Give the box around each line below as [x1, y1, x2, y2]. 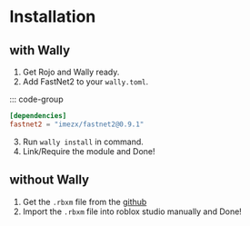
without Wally [9, 172, 89, 188]
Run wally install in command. [22, 136, 144, 147]
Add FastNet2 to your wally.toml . [22, 76, 148, 87]
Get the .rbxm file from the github [22, 196, 147, 207]
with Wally [9, 43, 71, 58]
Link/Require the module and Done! [22, 145, 156, 156]
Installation [9, 6, 96, 27]
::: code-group [9, 93, 64, 104]
